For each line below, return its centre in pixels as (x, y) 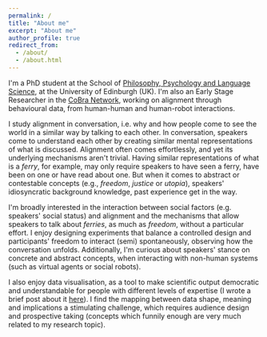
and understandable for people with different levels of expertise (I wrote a (130, 290)
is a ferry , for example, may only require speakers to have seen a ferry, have (134, 166)
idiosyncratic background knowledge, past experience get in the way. (123, 192)
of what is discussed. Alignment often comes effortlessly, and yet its (121, 149)
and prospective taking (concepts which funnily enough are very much (125, 315)
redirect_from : (34, 46)
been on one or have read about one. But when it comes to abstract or (124, 174)
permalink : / (30, 16)
